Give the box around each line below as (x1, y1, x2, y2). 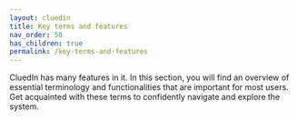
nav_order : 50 (9, 30, 64, 39)
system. (9, 101, 39, 112)
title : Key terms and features (9, 22, 128, 31)
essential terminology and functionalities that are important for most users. (9, 82, 289, 93)
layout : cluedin (9, 13, 71, 23)
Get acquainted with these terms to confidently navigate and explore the (9, 92, 280, 103)
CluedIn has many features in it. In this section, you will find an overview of (9, 72, 290, 83)
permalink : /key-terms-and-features (9, 47, 148, 56)
